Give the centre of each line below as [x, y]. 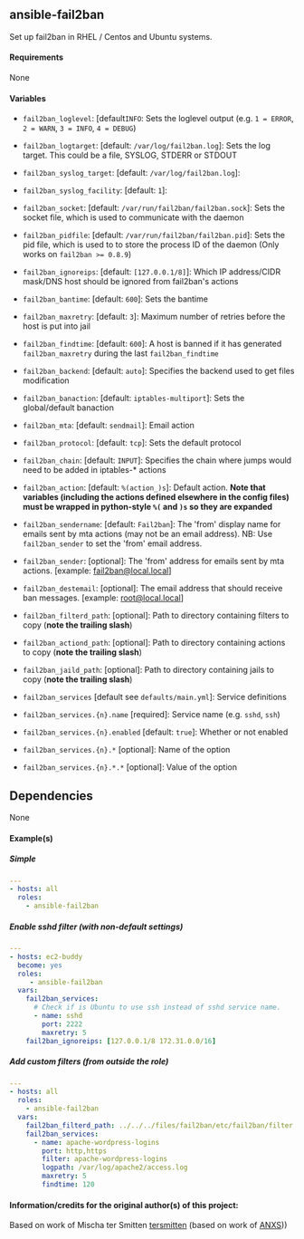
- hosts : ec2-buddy [46, 956]
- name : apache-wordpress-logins [96, 1142]
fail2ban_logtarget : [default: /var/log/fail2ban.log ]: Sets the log [147, 146]
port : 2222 [62, 1024]
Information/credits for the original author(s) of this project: [124, 1205]
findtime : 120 [68, 1185]
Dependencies [51, 796]
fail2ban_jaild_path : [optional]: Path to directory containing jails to [148, 670]
